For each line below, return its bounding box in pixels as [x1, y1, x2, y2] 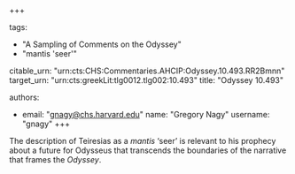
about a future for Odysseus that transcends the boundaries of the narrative [9, 145, 287, 155]
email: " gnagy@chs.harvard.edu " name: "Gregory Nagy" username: [21, 110, 270, 119]
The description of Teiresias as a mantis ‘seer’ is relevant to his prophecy [9, 136, 276, 146]
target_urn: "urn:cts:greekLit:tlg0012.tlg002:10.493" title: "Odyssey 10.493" [9, 75, 283, 85]
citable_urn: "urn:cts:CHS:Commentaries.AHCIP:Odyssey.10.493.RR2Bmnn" [9, 65, 285, 76]
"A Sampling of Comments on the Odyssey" [21, 39, 182, 49]
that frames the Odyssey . [9, 155, 102, 164]
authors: [9, 92, 40, 102]
